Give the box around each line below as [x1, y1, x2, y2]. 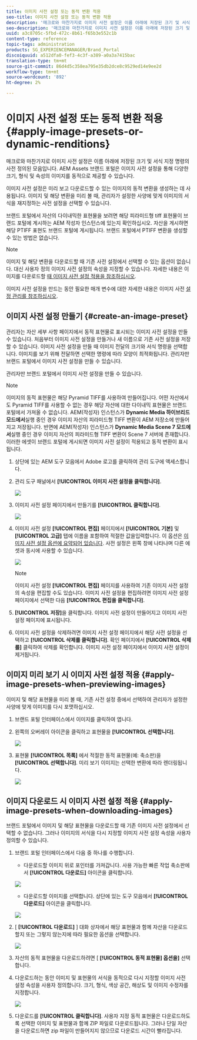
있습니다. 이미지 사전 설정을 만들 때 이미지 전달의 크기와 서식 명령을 [18, 342, 172, 350]
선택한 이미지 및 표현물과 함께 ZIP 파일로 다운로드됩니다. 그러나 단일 [21, 1020, 176, 1027]
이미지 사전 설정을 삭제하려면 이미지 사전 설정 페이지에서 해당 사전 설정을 [14, 629, 181, 636]
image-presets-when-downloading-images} [6, 805, 173, 815]
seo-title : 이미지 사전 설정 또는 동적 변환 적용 [6, 14, 112, 20]
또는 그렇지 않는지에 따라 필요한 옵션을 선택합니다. [25, 931, 141, 938]
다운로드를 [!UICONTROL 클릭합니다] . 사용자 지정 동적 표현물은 [14, 1012, 161, 1019]
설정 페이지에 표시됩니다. [14, 616, 72, 624]
